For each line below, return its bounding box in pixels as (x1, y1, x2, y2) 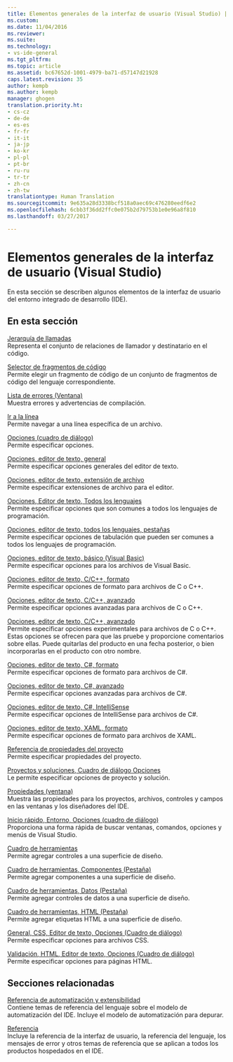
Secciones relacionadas (7, 977, 114, 989)
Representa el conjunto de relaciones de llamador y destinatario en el (7, 342, 208, 350)
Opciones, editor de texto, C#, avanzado (7, 681, 124, 689)
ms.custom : (7, 17, 39, 24)
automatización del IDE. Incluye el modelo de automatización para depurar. (7, 1011, 225, 1019)
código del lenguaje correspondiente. (7, 377, 116, 386)
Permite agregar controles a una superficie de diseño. (7, 851, 164, 860)
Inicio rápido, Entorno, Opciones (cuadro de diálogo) (7, 815, 159, 824)
